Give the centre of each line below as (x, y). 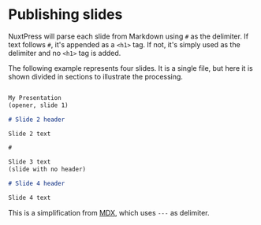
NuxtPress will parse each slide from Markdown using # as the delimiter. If (129, 36)
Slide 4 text (30, 197)
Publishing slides (65, 15)
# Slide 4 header (37, 184)
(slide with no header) (47, 170)
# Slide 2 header (37, 120)
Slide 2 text (30, 134)
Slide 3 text (30, 162)
